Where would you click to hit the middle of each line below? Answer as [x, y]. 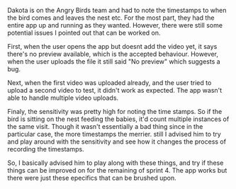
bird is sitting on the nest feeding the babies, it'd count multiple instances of [118, 119]
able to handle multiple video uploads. [63, 98]
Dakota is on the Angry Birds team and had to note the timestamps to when [117, 10]
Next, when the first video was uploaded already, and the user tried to [109, 83]
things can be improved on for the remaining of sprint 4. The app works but [117, 170]
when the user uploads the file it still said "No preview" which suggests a [114, 62]
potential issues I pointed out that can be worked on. [84, 33]
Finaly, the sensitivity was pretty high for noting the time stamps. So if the [115, 111]
